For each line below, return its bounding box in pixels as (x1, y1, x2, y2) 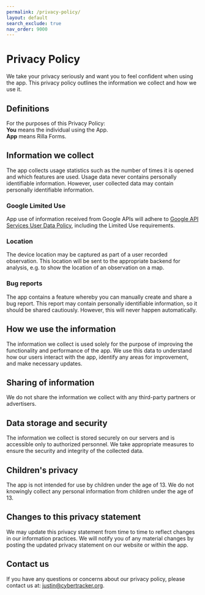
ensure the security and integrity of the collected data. (6, 447, 144, 455)
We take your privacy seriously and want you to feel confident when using (6, 73, 193, 80)
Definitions (6, 103, 50, 114)
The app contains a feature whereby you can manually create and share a (6, 293, 192, 301)
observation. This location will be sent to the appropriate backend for (6, 258, 181, 265)
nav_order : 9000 (6, 26, 48, 32)
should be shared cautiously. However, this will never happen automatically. (6, 306, 198, 313)
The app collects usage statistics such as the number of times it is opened (6, 167, 194, 174)
